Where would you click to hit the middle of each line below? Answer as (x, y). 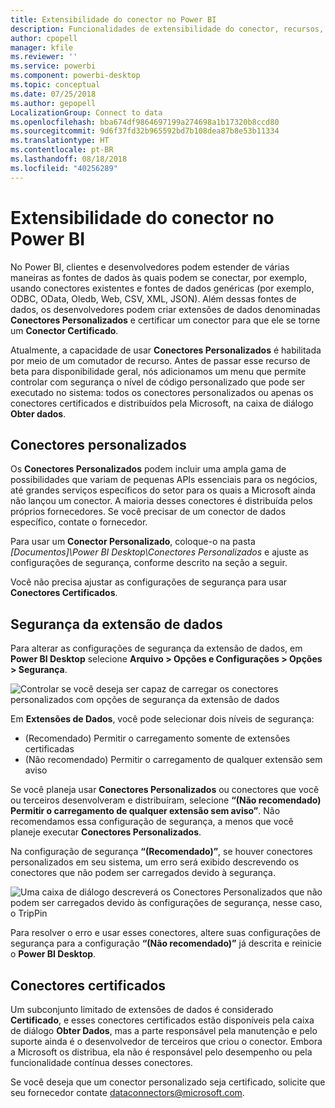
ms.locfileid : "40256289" (64, 168)
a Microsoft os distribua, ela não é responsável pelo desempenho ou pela (161, 1052)
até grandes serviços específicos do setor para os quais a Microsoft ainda (163, 490)
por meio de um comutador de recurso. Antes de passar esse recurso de (160, 360)
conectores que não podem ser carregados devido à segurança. (143, 873)
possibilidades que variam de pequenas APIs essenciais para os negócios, (164, 480)
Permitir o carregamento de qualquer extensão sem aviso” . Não (145, 811)
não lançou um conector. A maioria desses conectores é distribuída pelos (161, 501)
